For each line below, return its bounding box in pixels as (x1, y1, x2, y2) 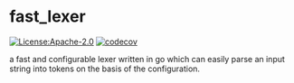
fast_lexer (9, 6, 86, 27)
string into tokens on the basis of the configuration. (9, 63, 201, 74)
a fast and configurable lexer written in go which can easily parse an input (9, 53, 285, 64)
